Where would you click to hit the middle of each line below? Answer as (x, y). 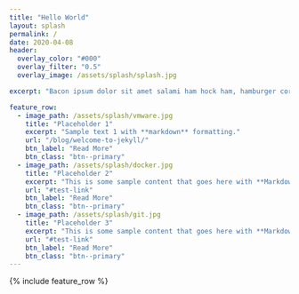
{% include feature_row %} (59, 282)
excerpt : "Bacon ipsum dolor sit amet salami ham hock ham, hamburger (143, 91)
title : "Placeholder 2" (69, 173)
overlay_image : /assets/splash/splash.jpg (97, 75)
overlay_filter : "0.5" (59, 68)
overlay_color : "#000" (59, 59)
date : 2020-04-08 (41, 42)
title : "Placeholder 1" (69, 124)
